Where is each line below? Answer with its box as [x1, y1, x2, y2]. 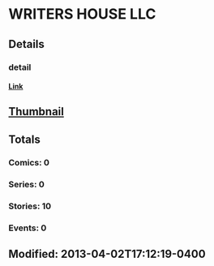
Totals [8, 132, 41, 146]
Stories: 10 [8, 200, 52, 212]
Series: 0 [8, 178, 45, 190]
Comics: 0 [8, 157, 50, 168]
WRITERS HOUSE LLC [8, 5, 156, 24]
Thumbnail [8, 105, 65, 118]
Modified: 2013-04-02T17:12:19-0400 [8, 247, 206, 260]
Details [8, 37, 45, 51]
